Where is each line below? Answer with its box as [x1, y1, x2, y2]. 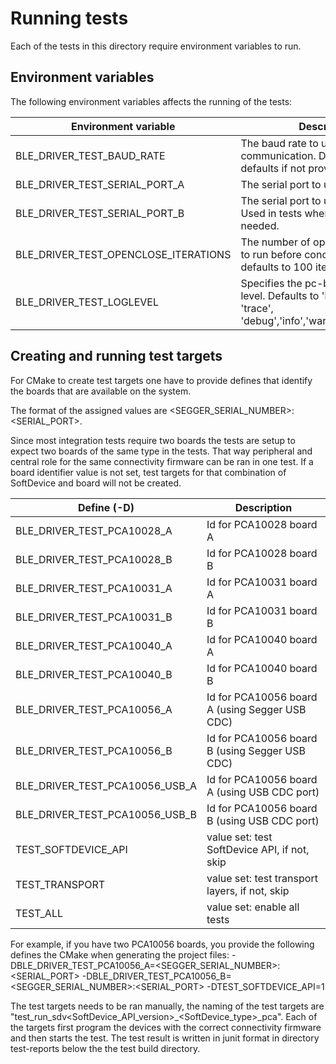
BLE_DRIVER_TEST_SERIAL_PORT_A [15, 177, 185, 191]
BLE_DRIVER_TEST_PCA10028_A [15, 523, 173, 537]
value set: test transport [206, 871, 318, 885]
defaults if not [240, 161, 306, 175]
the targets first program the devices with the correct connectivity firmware [10, 1021, 322, 1033]
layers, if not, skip [206, 883, 290, 897]
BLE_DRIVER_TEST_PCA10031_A [15, 581, 173, 595]
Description [234, 500, 293, 514]
